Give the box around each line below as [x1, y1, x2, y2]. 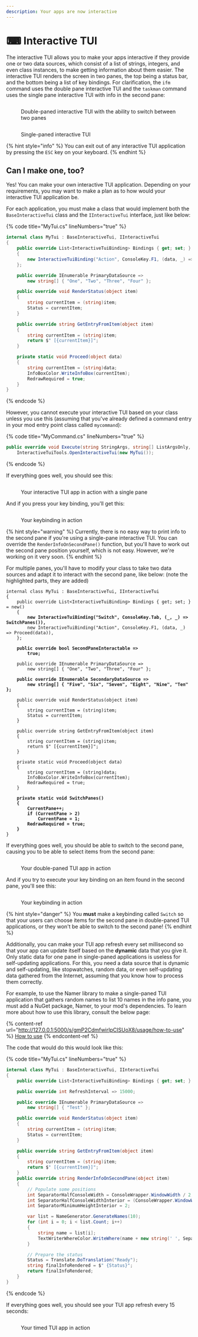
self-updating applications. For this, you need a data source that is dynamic [6, 960, 190, 966]
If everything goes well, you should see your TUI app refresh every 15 [6, 1301, 175, 1308]
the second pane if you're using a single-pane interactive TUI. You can [6, 534, 178, 541]
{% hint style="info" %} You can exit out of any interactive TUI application [6, 142, 186, 149]
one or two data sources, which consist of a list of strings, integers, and [6, 60, 180, 67]
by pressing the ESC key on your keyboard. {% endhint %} [6, 148, 146, 155]
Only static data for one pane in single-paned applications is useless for [6, 953, 181, 960]
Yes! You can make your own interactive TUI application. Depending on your [6, 181, 191, 188]
